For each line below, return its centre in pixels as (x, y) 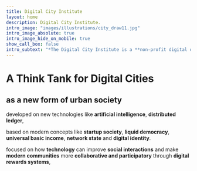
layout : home (22, 17)
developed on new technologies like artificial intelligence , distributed (91, 114)
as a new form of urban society (64, 100)
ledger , (15, 120)
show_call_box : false (33, 45)
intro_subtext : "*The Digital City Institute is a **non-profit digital (97, 50)
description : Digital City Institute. (53, 22)
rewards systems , (28, 162)
